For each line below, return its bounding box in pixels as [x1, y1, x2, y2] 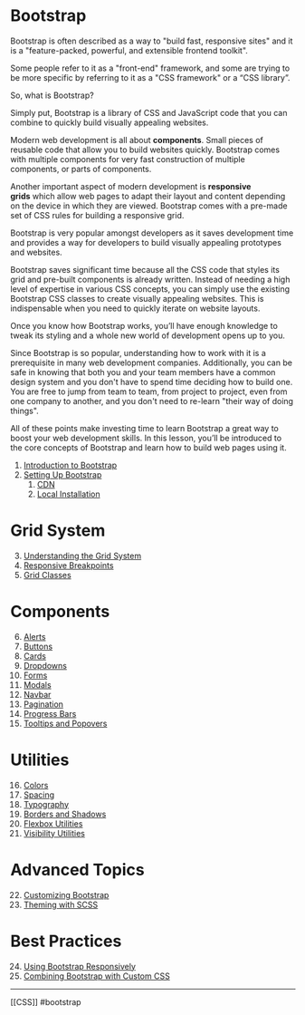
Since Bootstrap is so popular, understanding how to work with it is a [10, 347, 266, 358]
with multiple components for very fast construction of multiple [10, 153, 245, 164]
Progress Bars [23, 708, 77, 719]
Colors [23, 779, 49, 790]
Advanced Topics [10, 859, 145, 880]
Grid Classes [23, 569, 71, 580]
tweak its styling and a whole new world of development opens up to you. [10, 330, 286, 341]
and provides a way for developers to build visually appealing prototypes [10, 237, 281, 247]
